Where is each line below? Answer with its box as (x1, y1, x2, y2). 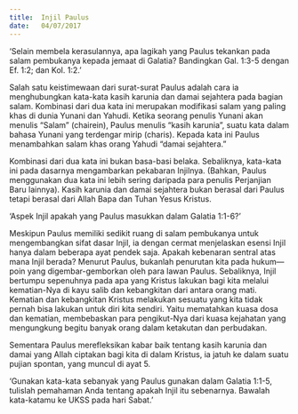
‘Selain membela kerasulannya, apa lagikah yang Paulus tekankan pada (9, 45, 270, 56)
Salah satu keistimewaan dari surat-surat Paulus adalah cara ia (9, 82, 239, 92)
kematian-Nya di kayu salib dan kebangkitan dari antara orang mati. (9, 284, 258, 295)
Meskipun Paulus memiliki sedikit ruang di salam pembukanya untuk (9, 227, 260, 238)
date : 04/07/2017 (9, 21, 82, 30)
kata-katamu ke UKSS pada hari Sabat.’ (9, 394, 154, 405)
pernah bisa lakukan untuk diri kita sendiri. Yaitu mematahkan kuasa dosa (9, 303, 278, 314)
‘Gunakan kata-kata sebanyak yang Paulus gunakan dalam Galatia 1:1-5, (9, 375, 273, 386)
